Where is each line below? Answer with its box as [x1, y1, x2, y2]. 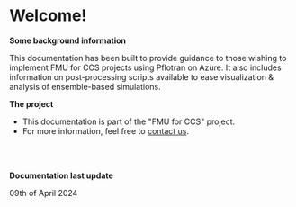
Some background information [9, 35, 126, 46]
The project [9, 98, 54, 109]
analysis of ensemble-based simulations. [9, 81, 162, 92]
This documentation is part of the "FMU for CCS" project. [22, 116, 236, 127]
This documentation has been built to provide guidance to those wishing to [9, 52, 287, 63]
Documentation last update [9, 170, 114, 181]
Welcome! [9, 5, 87, 26]
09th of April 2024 [9, 187, 78, 198]
